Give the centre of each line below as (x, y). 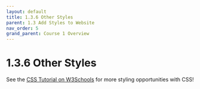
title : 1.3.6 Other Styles (40, 17)
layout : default (26, 12)
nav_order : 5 (22, 28)
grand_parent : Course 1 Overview (48, 34)
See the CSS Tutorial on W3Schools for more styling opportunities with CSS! (100, 80)
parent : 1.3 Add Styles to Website (50, 23)
